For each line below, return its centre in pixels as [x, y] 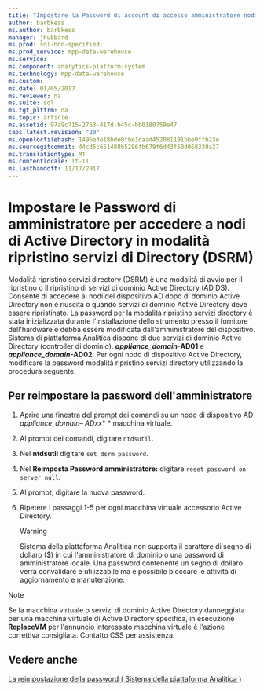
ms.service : [27, 60]
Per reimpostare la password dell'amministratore [130, 396]
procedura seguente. [42, 371]
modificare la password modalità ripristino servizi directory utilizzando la [126, 363]
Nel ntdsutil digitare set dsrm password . [84, 453]
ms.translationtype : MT [47, 154]
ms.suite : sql [31, 103]
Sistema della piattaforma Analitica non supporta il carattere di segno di [135, 546]
